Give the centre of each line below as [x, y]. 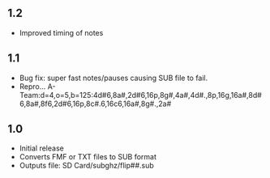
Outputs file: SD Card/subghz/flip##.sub [87, 166]
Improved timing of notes [61, 32]
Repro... [32, 86]
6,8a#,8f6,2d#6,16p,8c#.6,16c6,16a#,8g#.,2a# [95, 104]
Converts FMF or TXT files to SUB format [88, 157]
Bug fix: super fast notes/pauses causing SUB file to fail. [114, 78]
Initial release [41, 148]
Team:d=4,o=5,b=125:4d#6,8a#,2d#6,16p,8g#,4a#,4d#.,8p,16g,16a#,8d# [141, 95]
